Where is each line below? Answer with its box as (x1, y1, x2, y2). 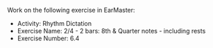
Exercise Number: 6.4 (17, 34, 80, 42)
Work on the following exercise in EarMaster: (7, 6, 135, 14)
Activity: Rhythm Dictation (17, 19, 92, 27)
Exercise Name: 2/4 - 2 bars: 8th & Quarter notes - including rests (17, 27, 206, 35)
